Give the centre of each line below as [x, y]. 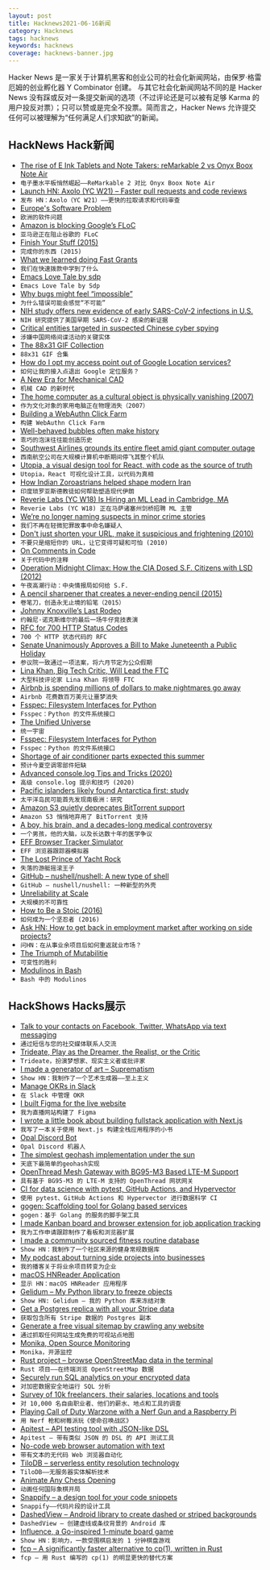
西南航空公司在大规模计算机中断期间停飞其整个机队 [92, 457]
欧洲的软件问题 [41, 217]
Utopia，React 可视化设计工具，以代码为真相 [87, 474]
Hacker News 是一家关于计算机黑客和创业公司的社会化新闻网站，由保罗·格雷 [135, 77]
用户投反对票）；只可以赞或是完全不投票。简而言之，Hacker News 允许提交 [132, 107]
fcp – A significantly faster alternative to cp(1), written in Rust [121, 1548]
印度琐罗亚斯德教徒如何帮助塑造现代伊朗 [77, 491]
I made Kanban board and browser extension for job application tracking [140, 1223]
